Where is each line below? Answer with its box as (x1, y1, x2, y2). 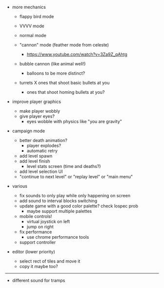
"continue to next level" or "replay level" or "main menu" (19, 174, 133, 180)
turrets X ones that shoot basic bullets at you (19, 80, 110, 85)
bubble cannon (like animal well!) (19, 61, 86, 66)
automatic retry (26, 148, 58, 153)
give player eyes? (19, 113, 55, 119)
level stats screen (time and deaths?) (26, 164, 101, 169)
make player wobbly (19, 108, 60, 114)
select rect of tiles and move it (19, 258, 81, 264)
